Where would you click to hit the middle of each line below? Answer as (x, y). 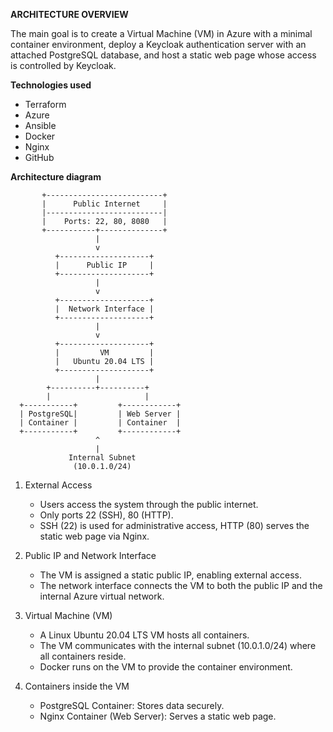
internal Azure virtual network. (102, 596)
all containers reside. (83, 656)
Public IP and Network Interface (90, 555)
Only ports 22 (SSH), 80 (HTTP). (106, 515)
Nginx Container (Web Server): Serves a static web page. (158, 716)
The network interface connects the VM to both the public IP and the (181, 585)
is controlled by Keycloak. (63, 65)
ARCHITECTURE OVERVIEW (69, 14)
